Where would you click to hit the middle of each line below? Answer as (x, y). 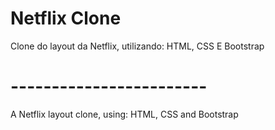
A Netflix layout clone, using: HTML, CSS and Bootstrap (124, 114)
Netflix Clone (66, 18)
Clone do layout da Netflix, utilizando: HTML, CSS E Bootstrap (137, 46)
